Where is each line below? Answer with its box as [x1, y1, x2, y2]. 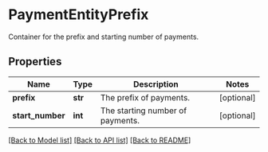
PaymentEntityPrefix [8, 6, 149, 24]
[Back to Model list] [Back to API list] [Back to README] [8, 135, 191, 145]
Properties [8, 55, 62, 68]
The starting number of [100, 105, 187, 116]
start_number [12, 110, 65, 121]
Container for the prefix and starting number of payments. [8, 32, 199, 41]
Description [132, 78, 179, 89]
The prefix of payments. [100, 92, 190, 103]
